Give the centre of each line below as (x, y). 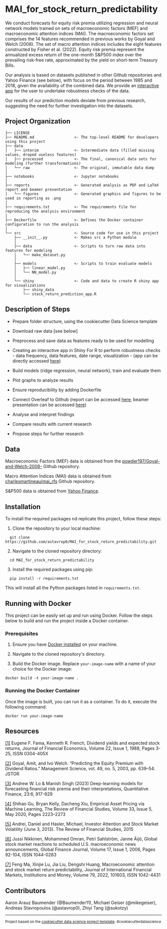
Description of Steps (38, 309)
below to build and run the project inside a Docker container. (67, 621)
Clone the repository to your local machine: (56, 528)
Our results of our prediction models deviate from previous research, (76, 100)
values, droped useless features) (41, 155)
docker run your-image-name (34, 716)
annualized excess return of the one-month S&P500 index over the (74, 55)
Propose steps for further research (48, 434)
